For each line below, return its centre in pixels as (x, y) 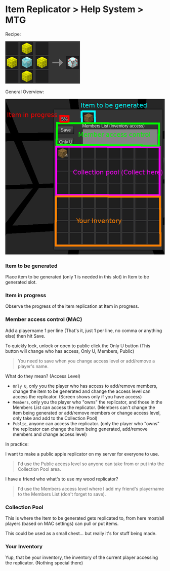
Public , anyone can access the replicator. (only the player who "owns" (86, 423)
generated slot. (21, 282)
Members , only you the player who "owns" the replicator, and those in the (88, 402)
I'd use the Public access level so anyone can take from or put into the (91, 464)
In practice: (17, 444)
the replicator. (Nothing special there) (44, 563)
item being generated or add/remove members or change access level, (87, 413)
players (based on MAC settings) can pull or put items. (62, 524)
